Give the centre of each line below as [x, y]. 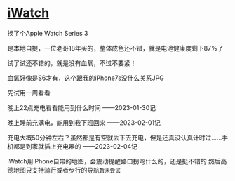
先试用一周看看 [29, 93]
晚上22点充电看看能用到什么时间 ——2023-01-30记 [82, 107]
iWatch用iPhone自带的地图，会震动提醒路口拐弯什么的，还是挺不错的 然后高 [117, 161]
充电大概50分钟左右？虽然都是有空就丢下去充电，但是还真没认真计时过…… [115, 138]
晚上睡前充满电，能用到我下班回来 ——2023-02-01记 [84, 122]
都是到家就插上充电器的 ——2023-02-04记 [75, 146]
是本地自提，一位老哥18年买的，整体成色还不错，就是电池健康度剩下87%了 [115, 48]
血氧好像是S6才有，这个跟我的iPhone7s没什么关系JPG [86, 78]
